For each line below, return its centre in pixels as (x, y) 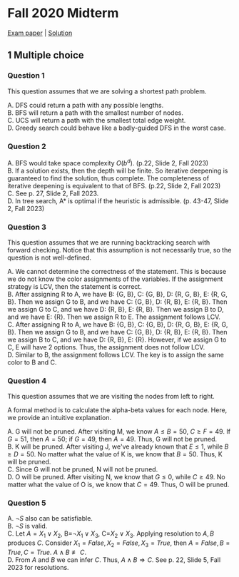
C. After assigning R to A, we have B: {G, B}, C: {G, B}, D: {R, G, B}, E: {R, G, (118, 324)
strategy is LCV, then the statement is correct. (75, 286)
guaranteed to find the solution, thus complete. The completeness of (108, 178)
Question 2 (27, 146)
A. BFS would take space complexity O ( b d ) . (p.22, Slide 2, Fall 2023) (108, 162)
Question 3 (27, 227)
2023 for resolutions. (38, 568)
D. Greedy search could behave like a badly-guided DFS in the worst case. (117, 128)
